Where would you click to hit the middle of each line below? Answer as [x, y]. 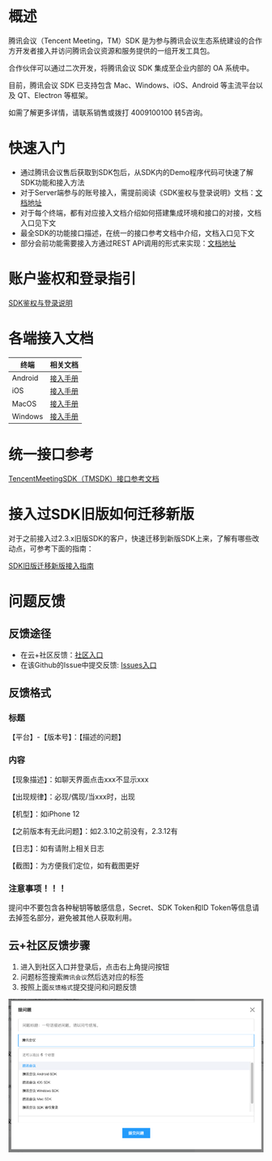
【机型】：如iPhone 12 [44, 813]
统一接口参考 [51, 454]
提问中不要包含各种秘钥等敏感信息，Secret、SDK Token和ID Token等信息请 [134, 907]
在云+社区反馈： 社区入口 [62, 655]
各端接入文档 [51, 339]
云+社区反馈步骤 [49, 946]
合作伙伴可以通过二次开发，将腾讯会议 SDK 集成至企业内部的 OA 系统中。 [131, 68]
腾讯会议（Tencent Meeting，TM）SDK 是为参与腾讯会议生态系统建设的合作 [136, 41]
